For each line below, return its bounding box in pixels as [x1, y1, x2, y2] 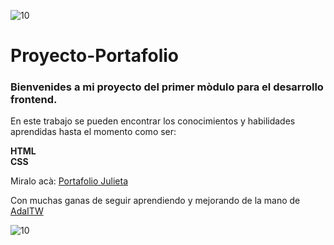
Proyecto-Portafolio [10, 45, 180, 67]
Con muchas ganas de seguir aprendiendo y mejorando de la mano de [10, 195, 301, 207]
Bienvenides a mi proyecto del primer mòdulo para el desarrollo [10, 80, 324, 94]
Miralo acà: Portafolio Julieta [10, 175, 128, 187]
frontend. [10, 93, 58, 107]
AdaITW [10, 205, 44, 217]
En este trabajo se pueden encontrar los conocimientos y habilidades [10, 115, 296, 127]
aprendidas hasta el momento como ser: [10, 126, 177, 138]
